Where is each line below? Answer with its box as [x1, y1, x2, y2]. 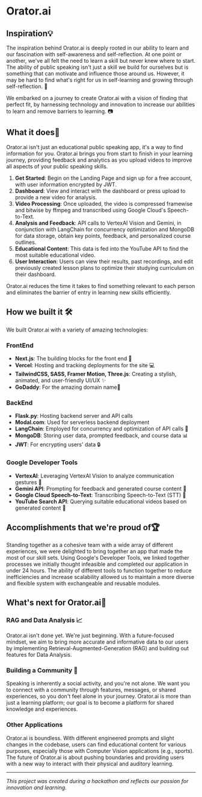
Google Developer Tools [6, 458, 78, 467]
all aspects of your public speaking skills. [6, 162, 108, 170]
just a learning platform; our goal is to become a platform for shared [6, 699, 174, 706]
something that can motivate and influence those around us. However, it [6, 70, 185, 77]
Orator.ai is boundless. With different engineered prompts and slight [6, 734, 174, 741]
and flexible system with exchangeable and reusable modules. [6, 580, 161, 587]
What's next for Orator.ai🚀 [6, 597, 106, 607]
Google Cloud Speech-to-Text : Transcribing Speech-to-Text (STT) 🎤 [14, 491, 186, 499]
